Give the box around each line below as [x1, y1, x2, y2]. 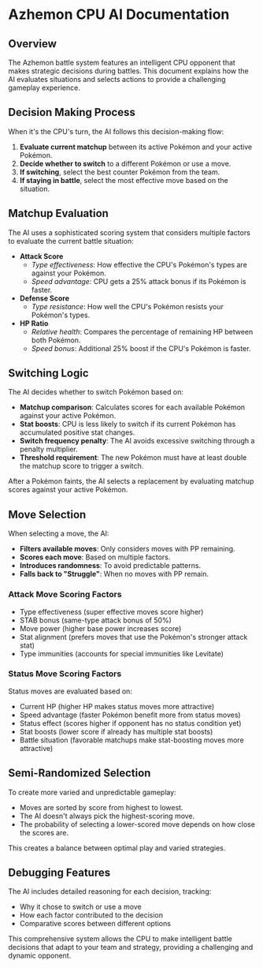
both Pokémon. [31, 335, 81, 345]
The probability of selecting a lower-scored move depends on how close [19, 819, 256, 829]
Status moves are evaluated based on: [8, 686, 132, 696]
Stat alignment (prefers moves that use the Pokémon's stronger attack [19, 632, 248, 641]
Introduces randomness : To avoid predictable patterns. [19, 561, 202, 570]
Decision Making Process [8, 106, 135, 119]
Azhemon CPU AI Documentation [8, 6, 230, 24]
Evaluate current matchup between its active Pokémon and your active [19, 142, 253, 151]
